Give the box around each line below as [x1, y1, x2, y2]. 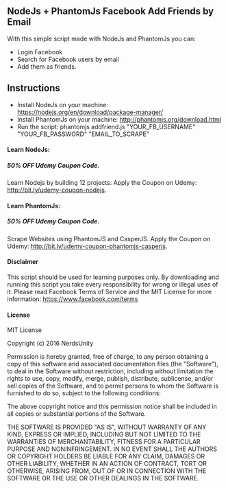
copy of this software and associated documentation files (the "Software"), [7, 360, 219, 368]
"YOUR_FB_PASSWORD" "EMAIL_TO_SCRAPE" [16, 130, 149, 138]
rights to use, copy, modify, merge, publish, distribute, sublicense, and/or [7, 375, 214, 383]
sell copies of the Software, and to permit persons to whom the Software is [7, 381, 219, 390]
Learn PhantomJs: [7, 201, 61, 210]
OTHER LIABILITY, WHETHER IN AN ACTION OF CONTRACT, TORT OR [7, 460, 207, 468]
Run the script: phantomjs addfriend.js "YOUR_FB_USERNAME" [16, 122, 196, 131]
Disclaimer [7, 258, 39, 266]
